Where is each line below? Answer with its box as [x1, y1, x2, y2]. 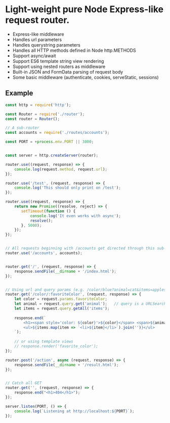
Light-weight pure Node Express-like [5, 4, 163, 15]
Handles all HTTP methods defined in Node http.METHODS [12, 47, 137, 53]
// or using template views [14, 339, 73, 344]
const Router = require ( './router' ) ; [5, 112, 85, 117]
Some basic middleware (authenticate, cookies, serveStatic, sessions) [12, 74, 159, 80]
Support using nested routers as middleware [12, 63, 106, 69]
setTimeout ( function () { [21, 208, 76, 214]
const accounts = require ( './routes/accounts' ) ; [5, 130, 110, 135]
